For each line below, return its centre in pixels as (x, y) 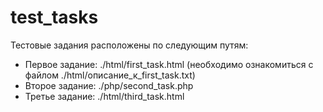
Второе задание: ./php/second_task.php (109, 85)
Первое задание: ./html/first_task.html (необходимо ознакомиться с (169, 64)
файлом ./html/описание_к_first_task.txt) (110, 75)
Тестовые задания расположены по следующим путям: (129, 45)
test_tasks (54, 17)
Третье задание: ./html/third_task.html (104, 96)
